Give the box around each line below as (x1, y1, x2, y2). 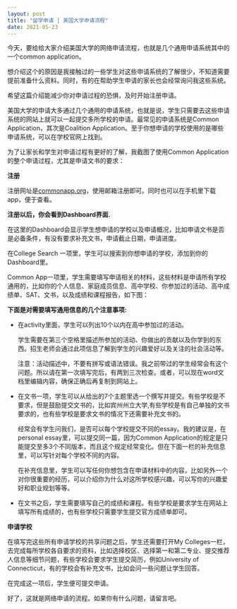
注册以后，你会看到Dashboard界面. (7, 210, 111, 219)
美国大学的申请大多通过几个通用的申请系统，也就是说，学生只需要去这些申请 (7, 107, 230, 115)
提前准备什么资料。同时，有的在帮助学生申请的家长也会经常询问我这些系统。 (7, 76, 230, 85)
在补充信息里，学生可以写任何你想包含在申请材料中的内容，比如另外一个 (17, 466, 228, 475)
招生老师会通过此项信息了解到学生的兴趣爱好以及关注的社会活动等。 (30, 344, 228, 353)
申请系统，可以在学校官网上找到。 (7, 133, 107, 141)
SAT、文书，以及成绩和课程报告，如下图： (25, 291, 150, 299)
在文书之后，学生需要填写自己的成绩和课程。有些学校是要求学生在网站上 (17, 499, 228, 507)
